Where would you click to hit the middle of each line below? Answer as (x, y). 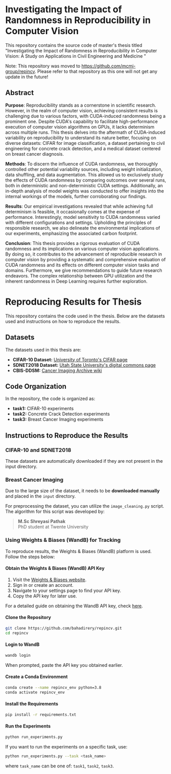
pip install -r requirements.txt (41, 715)
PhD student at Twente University (53, 527)
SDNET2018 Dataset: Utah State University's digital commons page (84, 365)
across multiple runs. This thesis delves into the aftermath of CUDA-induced (86, 132)
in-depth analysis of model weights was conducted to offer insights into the (85, 191)
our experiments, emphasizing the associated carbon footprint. (71, 233)
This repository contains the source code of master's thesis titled (74, 45)
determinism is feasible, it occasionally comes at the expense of (73, 211)
